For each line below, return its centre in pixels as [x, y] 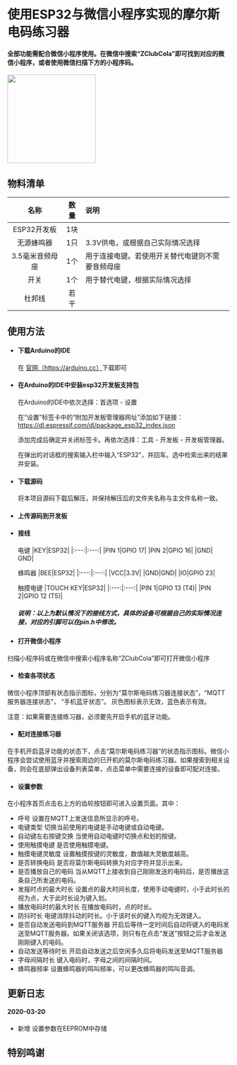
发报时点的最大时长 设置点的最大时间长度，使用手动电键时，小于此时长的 [123, 890]
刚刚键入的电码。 [42, 943]
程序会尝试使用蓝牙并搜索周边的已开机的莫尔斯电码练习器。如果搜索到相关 [115, 760]
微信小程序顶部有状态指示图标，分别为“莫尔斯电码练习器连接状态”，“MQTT [116, 692]
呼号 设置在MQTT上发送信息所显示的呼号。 [80, 819]
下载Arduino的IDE [44, 350]
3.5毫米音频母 [35, 256]
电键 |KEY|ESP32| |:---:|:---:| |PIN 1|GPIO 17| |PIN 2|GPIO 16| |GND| [115, 550]
